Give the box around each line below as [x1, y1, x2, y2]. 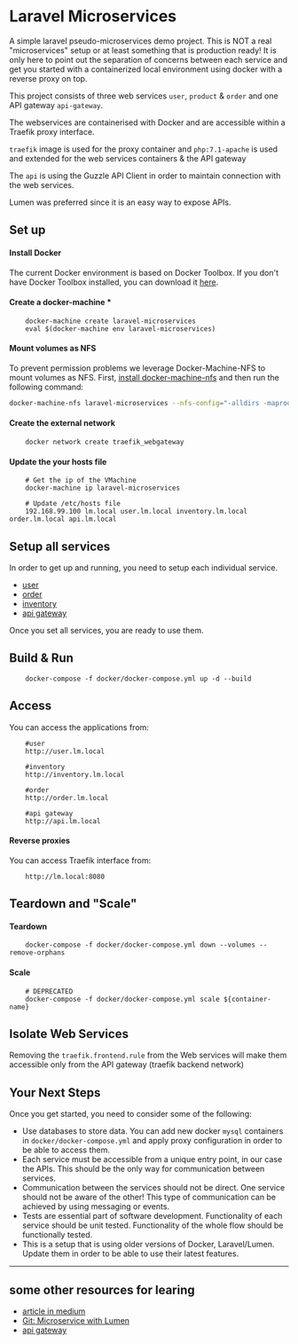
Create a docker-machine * [9, 297, 112, 308]
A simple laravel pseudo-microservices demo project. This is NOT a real [9, 35, 272, 46]
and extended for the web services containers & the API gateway [9, 153, 247, 163]
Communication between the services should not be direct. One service [21, 1183, 286, 1193]
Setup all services [9, 538, 111, 554]
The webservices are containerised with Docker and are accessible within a [9, 117, 286, 128]
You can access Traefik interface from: [9, 854, 152, 866]
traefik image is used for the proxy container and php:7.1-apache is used [9, 144, 278, 154]
